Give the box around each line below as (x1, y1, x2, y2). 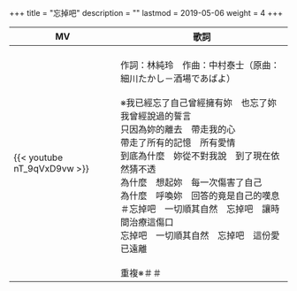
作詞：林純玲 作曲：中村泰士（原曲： (120, 59, 280, 71)
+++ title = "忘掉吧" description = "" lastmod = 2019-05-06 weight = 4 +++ (9, 8, 284, 18)
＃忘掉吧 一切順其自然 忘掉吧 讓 (120, 203, 271, 215)
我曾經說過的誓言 (120, 110, 192, 122)
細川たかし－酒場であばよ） (120, 73, 236, 84)
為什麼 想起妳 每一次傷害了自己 (120, 176, 263, 188)
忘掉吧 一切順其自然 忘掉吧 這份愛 (120, 229, 280, 241)
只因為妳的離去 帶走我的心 (120, 123, 236, 135)
